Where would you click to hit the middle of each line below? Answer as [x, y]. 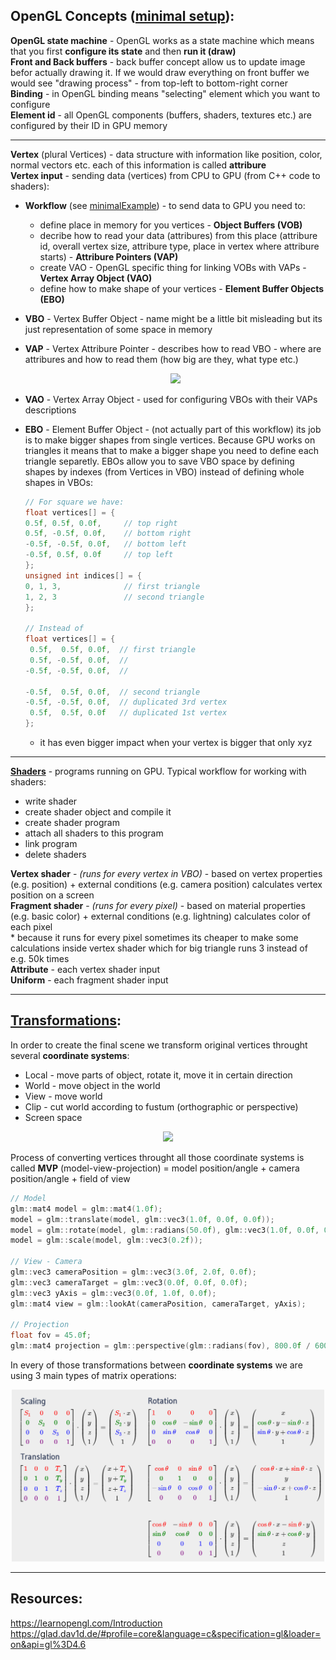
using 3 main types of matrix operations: [93, 1375]
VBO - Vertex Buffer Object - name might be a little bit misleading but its [173, 318]
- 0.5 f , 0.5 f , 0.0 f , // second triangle [112, 692]
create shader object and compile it [98, 812]
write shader [51, 801]
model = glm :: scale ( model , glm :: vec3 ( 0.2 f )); [106, 1240]
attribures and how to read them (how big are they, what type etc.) [161, 359]
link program [51, 844]
